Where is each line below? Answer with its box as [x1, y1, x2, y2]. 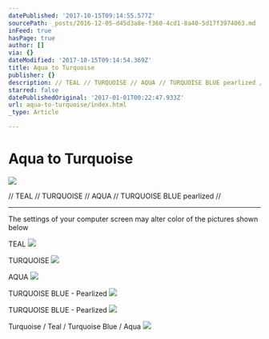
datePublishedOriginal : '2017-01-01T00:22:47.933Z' [8, 94, 184, 102]
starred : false [8, 86, 59, 94]
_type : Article [8, 109, 59, 117]
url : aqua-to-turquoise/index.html [8, 101, 127, 109]
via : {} [8, 49, 34, 57]
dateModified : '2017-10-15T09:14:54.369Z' [8, 57, 152, 65]
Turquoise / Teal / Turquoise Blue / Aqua [8, 321, 142, 331]
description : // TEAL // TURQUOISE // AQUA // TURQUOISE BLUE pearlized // [8, 78, 267, 86]
